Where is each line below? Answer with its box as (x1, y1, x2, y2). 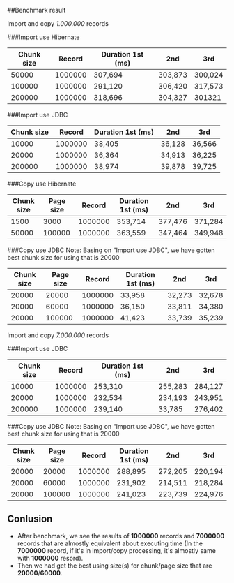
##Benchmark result (7, 6, 66, 14)
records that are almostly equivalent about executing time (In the (17, 539, 203, 547)
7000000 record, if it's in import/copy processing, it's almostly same (17, 546, 216, 554)
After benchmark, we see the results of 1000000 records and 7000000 (17, 531, 225, 540)
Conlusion (7, 513, 53, 525)
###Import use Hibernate (7, 33, 80, 41)
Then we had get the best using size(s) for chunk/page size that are (17, 561, 212, 570)
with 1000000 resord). (17, 554, 84, 562)
